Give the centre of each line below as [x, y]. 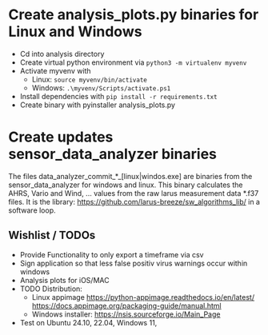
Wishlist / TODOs [52, 235]
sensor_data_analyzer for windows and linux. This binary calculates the [126, 185]
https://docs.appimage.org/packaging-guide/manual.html [126, 305]
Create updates [61, 137]
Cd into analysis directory [62, 54]
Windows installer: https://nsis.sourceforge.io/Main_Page [126, 314]
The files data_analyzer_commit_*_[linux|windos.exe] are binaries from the [130, 176]
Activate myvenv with [55, 70]
